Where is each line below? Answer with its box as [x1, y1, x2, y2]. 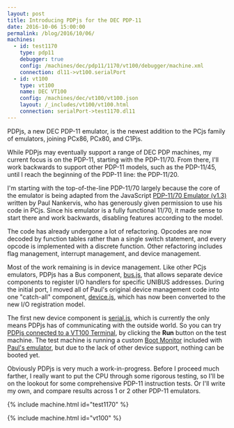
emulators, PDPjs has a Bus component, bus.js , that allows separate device [7, 270, 223, 278]
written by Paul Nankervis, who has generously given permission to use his [7, 199, 223, 207]
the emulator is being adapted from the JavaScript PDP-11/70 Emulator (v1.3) [7, 191, 227, 199]
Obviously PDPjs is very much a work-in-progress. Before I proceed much [7, 364, 219, 373]
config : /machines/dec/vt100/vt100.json [19, 95, 139, 102]
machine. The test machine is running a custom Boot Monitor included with [7, 336, 223, 344]
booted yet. [7, 350, 40, 359]
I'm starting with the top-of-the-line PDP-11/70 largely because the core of [7, 183, 221, 192]
